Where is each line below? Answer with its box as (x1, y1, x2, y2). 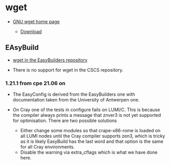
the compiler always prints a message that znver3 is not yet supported (12, 112, 161, 118)
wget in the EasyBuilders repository (12, 57, 88, 63)
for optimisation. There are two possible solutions (12, 117, 117, 124)
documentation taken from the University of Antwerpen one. (12, 97, 140, 103)
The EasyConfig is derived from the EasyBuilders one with (12, 91, 135, 97)
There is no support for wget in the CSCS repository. (12, 67, 124, 73)
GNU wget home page (12, 18, 60, 25)
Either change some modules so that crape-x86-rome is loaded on (20, 128, 161, 134)
